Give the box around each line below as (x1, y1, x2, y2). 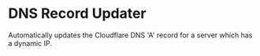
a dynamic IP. (8, 38, 53, 47)
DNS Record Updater (8, 5, 147, 23)
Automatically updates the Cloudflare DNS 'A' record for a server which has (8, 30, 253, 40)
